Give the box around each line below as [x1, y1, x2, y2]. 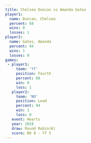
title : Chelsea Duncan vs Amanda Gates [5, 7, 87, 12]
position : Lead [16, 99, 47, 104]
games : [5, 57, 19, 62]
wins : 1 [9, 48, 25, 53]
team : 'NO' [16, 94, 38, 99]
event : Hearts [11, 116, 41, 122]
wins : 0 [9, 26, 25, 30]
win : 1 [16, 108, 29, 113]
